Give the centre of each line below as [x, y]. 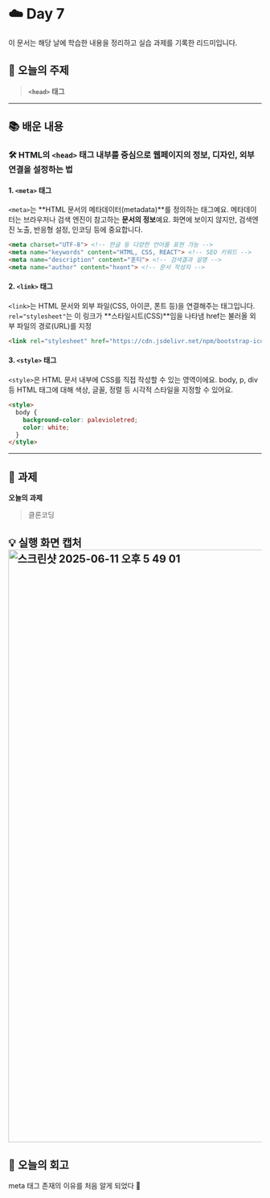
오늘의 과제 [25, 498]
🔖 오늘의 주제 [39, 70]
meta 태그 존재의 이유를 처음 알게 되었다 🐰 [74, 1186]
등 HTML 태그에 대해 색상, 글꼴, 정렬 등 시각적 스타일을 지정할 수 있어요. [121, 390]
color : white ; [46, 427]
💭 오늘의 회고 [39, 1165]
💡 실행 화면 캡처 [45, 543]
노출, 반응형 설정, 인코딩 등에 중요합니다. [80, 230]
